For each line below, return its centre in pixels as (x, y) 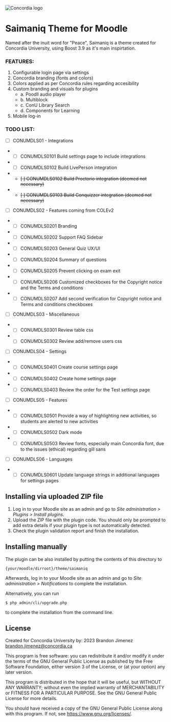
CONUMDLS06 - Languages (43, 459)
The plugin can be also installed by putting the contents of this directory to (84, 559)
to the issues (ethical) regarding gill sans (63, 449)
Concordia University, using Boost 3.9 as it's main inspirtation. (71, 48)
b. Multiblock (34, 100)
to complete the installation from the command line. (59, 612)
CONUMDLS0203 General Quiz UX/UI (60, 248)
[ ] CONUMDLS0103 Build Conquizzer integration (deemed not (86, 195)
